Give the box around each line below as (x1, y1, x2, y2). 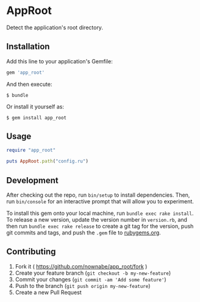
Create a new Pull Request (15, 289, 82, 296)
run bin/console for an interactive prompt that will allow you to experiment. (6, 198, 194, 205)
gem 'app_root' (6, 69, 45, 75)
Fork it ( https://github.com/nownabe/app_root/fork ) (15, 262, 148, 270)
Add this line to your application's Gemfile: (6, 57, 113, 65)
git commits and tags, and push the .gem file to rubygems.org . (6, 229, 162, 236)
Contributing (6, 247, 56, 257)
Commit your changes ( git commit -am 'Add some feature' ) (15, 275, 166, 283)
